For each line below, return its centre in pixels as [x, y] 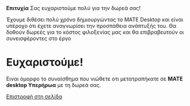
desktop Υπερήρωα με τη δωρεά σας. [54, 85]
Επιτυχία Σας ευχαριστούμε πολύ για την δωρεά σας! [74, 8]
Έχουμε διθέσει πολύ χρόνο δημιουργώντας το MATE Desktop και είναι [95, 20]
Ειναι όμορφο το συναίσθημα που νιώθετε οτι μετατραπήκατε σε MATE [95, 79]
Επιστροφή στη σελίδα [34, 97]
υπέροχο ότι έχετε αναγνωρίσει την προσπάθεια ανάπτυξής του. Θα [91, 26]
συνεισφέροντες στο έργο [39, 38]
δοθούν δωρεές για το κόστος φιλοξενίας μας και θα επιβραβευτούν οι [95, 32]
